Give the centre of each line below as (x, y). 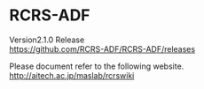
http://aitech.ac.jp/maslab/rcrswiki (72, 75)
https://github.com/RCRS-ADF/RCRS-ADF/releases (102, 48)
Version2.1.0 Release (47, 40)
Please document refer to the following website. (97, 66)
